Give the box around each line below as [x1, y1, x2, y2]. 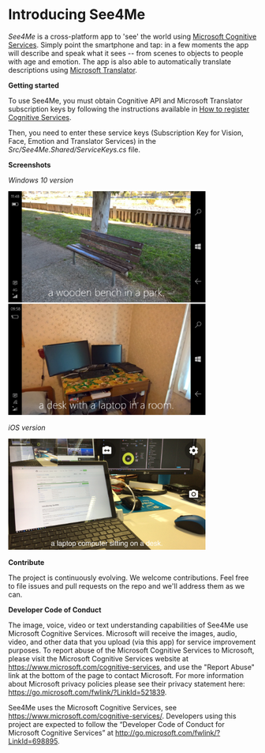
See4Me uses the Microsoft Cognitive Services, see [8, 702, 177, 712]
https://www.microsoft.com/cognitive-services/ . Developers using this [8, 711, 237, 721]
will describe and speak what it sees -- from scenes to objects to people [8, 48, 244, 58]
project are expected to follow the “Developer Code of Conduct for [8, 719, 225, 729]
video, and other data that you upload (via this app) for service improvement [8, 637, 256, 646]
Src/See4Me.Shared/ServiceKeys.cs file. [8, 145, 140, 154]
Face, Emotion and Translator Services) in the [8, 136, 156, 145]
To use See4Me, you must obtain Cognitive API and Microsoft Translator [8, 96, 243, 105]
